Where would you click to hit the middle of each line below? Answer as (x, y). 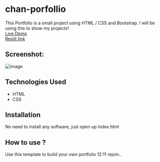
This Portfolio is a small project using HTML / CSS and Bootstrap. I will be (80, 23)
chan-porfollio (36, 9)
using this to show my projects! (37, 28)
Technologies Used (36, 82)
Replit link (15, 39)
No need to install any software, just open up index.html (62, 127)
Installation (23, 115)
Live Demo (16, 33)
